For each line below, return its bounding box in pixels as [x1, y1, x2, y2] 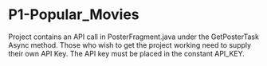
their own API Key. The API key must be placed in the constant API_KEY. [8, 49, 245, 58]
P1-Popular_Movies [8, 6, 139, 24]
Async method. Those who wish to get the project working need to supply [8, 40, 252, 49]
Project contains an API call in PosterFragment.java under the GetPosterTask [8, 32, 259, 41]
